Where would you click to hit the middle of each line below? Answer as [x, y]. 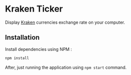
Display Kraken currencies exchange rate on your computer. [65, 22]
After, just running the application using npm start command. [66, 67]
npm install [17, 58]
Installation [22, 37]
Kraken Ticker [34, 9]
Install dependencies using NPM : [39, 49]
